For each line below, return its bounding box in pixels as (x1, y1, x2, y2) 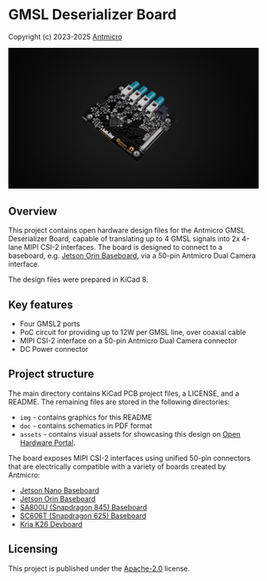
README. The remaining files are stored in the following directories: (8, 396, 230, 407)
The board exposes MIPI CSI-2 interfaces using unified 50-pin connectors (8, 453, 251, 462)
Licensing (8, 543, 58, 556)
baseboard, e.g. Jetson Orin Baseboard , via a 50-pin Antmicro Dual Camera (8, 251, 257, 260)
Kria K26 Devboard (19, 519, 83, 528)
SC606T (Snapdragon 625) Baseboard (19, 511, 147, 521)
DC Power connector (19, 345, 89, 354)
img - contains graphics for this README (19, 412, 153, 422)
